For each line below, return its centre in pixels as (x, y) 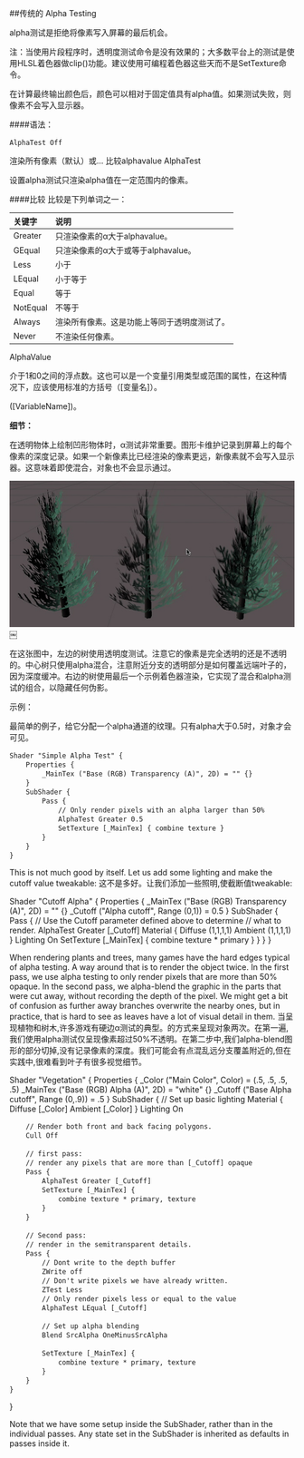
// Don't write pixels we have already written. (135, 1281)
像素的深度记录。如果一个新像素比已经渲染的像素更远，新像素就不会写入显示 (152, 456)
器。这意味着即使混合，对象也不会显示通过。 (93, 467)
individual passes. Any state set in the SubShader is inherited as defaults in (149, 1434)
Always (27, 321)
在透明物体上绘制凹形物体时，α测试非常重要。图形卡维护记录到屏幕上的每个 (151, 445)
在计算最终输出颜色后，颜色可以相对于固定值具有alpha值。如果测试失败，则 (150, 94)
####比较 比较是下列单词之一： (68, 199)
